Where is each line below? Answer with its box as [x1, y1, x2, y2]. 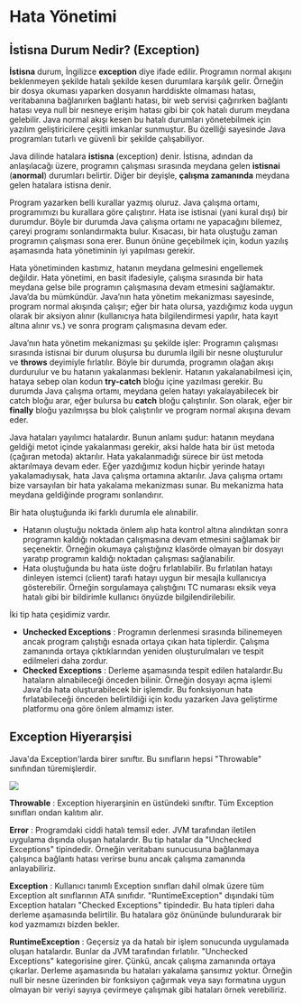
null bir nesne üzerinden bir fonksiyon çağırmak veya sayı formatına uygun [9, 974, 287, 985]
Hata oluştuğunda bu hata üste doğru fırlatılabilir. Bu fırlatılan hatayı [22, 562, 273, 573]
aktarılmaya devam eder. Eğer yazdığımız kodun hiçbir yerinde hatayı [9, 460, 266, 471]
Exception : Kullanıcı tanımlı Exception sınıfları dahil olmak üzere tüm [9, 880, 264, 891]
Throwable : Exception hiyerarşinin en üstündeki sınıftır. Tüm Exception [9, 797, 274, 808]
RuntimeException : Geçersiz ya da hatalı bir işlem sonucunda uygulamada [9, 936, 289, 947]
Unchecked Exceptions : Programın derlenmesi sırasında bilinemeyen [22, 627, 283, 637]
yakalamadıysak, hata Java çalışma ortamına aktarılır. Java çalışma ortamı [9, 470, 284, 480]
